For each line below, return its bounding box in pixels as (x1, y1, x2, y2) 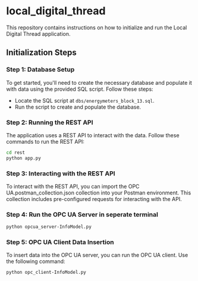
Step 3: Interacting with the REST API (6, 169, 115, 177)
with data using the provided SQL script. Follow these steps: (6, 85, 153, 92)
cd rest (6, 149, 26, 156)
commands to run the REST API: (6, 138, 85, 145)
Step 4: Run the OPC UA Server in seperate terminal (6, 210, 159, 218)
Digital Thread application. (6, 30, 71, 37)
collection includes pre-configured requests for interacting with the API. (6, 195, 183, 202)
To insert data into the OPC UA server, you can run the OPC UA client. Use (6, 252, 188, 259)
